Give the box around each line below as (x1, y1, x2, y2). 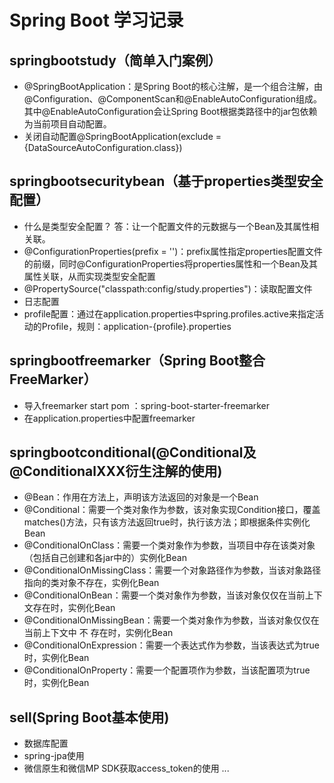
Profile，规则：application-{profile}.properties (41, 320, 232, 332)
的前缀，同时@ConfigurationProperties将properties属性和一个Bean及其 (23, 257, 318, 270)
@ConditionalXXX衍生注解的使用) (9, 463, 223, 480)
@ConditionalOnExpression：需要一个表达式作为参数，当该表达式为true (23, 639, 320, 651)
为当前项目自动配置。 (23, 118, 112, 130)
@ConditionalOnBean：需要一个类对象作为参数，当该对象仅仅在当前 (23, 589, 306, 601)
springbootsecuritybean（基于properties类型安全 (9, 173, 324, 190)
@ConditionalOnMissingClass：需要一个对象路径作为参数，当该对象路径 (23, 564, 322, 576)
